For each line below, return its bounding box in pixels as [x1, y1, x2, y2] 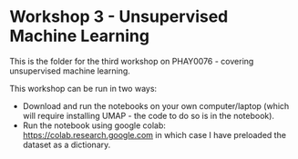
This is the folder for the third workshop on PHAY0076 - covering [9, 55, 254, 66]
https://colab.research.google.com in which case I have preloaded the [22, 129, 287, 140]
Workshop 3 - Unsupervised [9, 6, 229, 27]
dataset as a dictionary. [22, 139, 111, 150]
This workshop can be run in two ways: [9, 83, 158, 94]
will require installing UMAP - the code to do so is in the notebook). [22, 110, 275, 121]
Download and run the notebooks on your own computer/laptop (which [22, 100, 290, 111]
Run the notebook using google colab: [22, 120, 167, 131]
